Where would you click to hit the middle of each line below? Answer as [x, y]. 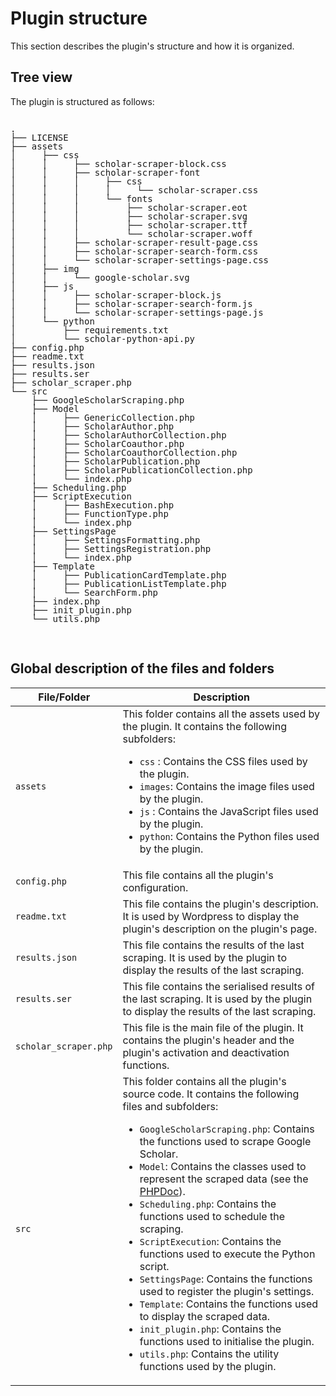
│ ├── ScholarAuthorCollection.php [129, 435]
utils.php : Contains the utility [209, 1354]
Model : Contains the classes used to [223, 1166]
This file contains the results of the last [213, 945]
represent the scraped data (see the [224, 1179]
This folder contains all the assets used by [221, 714]
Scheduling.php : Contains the [208, 1204]
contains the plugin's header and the [208, 1040]
